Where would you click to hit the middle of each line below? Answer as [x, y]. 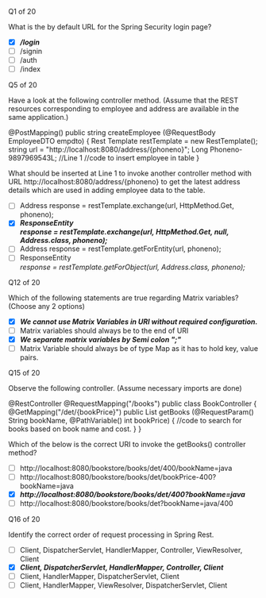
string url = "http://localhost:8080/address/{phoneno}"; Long [108, 149]
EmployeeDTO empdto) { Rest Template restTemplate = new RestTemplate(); [133, 141]
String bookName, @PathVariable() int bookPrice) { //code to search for [125, 420]
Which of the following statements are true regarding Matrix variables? [123, 298]
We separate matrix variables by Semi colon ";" [100, 339]
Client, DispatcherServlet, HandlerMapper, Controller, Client [121, 568]
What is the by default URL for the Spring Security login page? [110, 27]
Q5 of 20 [23, 85]
